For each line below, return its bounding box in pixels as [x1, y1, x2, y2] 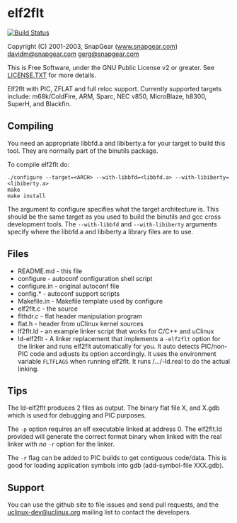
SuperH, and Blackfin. [7, 99, 71, 108]
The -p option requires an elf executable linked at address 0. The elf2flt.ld [7, 425, 223, 433]
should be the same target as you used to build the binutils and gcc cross [7, 212, 221, 221]
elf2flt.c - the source [17, 304, 78, 313]
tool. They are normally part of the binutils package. [7, 146, 158, 155]
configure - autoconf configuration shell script [17, 274, 153, 282]
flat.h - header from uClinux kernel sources [17, 319, 144, 328]
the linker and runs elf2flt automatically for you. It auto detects [17, 342, 200, 350]
